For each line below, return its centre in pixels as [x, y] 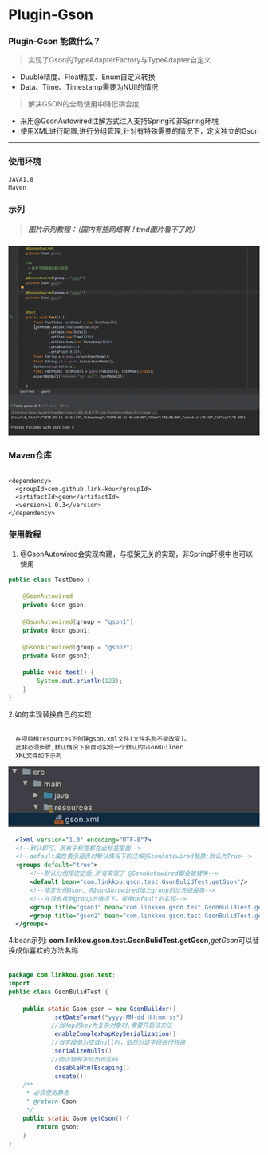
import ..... [30, 984]
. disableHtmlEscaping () [90, 1068]
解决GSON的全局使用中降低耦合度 [83, 104]
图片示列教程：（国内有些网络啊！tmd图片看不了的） [113, 230]
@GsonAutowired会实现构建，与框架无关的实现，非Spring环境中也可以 [136, 554]
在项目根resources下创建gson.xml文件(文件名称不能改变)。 [103, 739]
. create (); [69, 1076]
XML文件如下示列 [39, 756]
